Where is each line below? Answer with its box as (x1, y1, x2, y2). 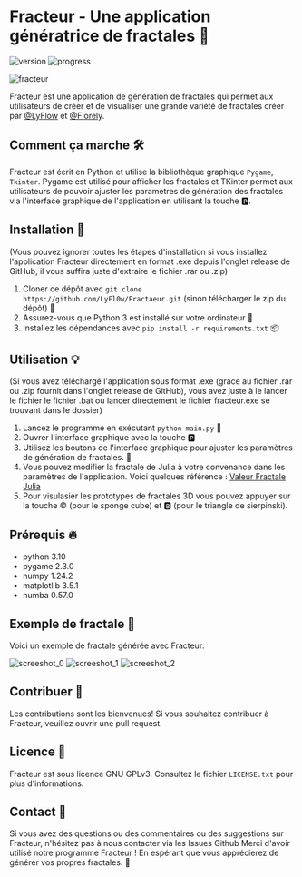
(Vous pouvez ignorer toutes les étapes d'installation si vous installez (9, 246, 268, 257)
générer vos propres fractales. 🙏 (9, 857, 131, 868)
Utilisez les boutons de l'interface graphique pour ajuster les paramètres (22, 442, 293, 453)
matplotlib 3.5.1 (22, 580, 79, 591)
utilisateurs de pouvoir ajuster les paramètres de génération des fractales (9, 185, 284, 196)
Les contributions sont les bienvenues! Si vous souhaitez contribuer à (9, 708, 269, 719)
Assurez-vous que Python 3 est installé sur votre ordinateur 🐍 (22, 311, 254, 323)
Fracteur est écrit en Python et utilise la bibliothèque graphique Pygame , (9, 166, 274, 177)
